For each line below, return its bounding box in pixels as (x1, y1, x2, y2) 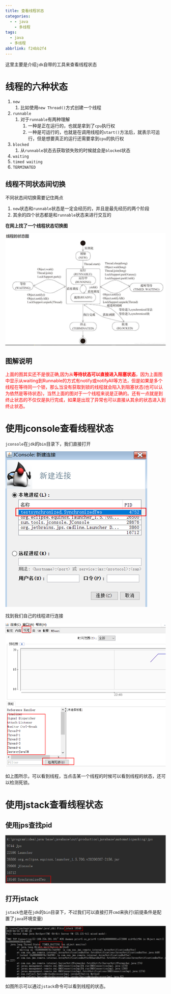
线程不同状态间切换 (5, 180, 66, 189)
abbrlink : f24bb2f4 (5, 46, 47, 51)
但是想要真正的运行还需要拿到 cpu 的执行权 (37, 135, 124, 142)
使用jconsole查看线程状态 (5, 423, 113, 434)
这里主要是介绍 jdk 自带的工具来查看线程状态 (5, 61, 97, 67)
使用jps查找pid (5, 821, 52, 830)
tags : (5, 30, 17, 35)
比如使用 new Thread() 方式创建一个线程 (20, 104, 102, 110)
